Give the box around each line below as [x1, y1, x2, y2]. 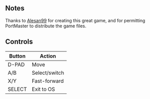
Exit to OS [32, 85, 55, 92]
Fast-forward [32, 77, 64, 84]
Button [9, 53, 26, 60]
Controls [5, 37, 33, 46]
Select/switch [32, 69, 64, 76]
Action [40, 53, 56, 60]
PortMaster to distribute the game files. [5, 23, 87, 29]
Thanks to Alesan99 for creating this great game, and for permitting [5, 17, 145, 23]
